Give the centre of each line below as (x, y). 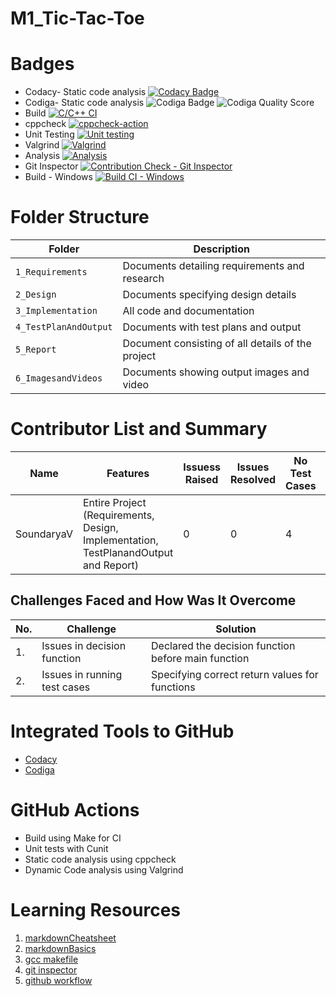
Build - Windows (58, 177)
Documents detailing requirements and (213, 266)
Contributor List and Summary (139, 429)
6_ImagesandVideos (59, 378)
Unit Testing (49, 134)
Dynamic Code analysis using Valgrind (104, 869)
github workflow (58, 980)
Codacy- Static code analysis (85, 92)
